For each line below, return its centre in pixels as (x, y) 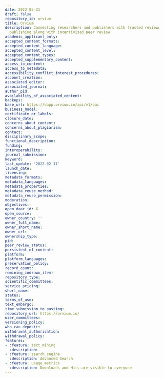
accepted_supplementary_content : (39, 60)
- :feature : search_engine (32, 354)
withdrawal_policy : (25, 336)
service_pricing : (23, 286)
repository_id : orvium (28, 19)
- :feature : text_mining (30, 345)
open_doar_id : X (21, 209)
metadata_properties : (27, 186)
